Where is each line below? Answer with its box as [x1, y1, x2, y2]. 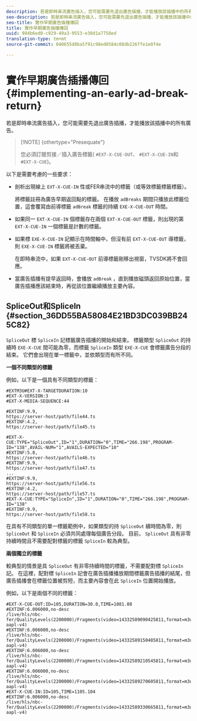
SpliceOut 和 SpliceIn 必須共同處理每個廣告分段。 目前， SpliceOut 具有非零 [6, 530, 191, 537]
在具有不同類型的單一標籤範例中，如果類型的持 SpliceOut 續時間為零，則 [6, 522, 182, 530]
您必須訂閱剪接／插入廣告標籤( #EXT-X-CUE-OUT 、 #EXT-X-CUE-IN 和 [20, 151, 179, 158]
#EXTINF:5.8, [6, 450, 38, 456]
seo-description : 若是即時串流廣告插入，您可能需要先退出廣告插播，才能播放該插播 [6, 14, 186, 20]
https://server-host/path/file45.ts [6, 424, 96, 430]
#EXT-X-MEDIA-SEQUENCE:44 [6, 398, 69, 404]
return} [6, 99, 42, 112]
